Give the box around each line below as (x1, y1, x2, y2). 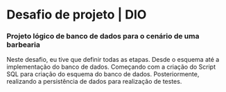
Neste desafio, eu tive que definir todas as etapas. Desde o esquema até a (6, 56, 220, 64)
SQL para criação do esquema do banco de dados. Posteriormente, (6, 70, 200, 78)
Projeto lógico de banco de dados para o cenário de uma (6, 32, 200, 41)
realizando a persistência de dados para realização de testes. (6, 78, 182, 86)
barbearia (6, 40, 41, 49)
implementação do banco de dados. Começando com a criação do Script (6, 62, 216, 71)
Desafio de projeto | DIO (6, 7, 147, 23)
